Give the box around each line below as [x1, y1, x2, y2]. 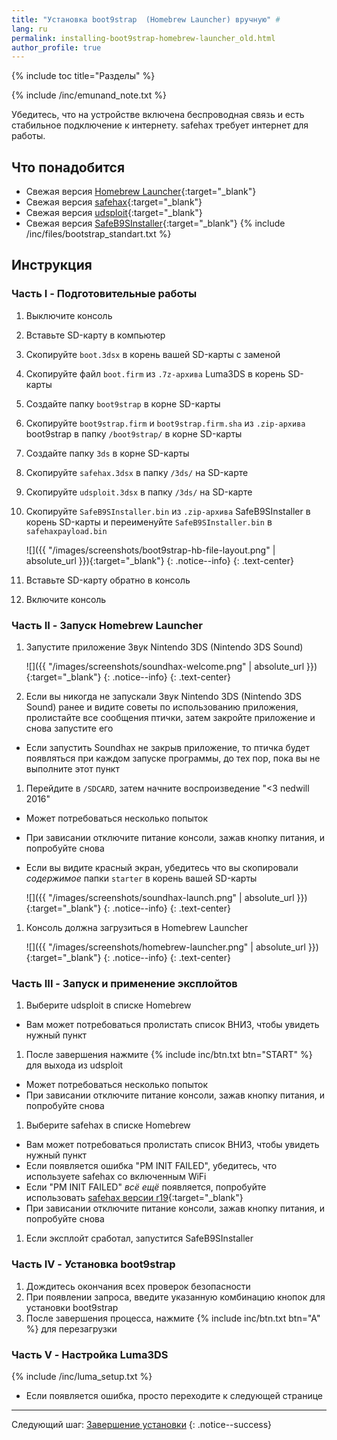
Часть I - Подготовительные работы [11, 287, 198, 301]
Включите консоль [25, 593, 107, 605]
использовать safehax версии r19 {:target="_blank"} [25, 1192, 244, 1204]
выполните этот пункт [25, 763, 120, 775]
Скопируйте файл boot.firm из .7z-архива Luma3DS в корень [25, 367, 286, 380]
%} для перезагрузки [25, 1322, 118, 1335]
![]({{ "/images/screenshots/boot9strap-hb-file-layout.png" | [25, 544, 276, 556]
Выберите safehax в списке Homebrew [25, 1119, 191, 1131]
